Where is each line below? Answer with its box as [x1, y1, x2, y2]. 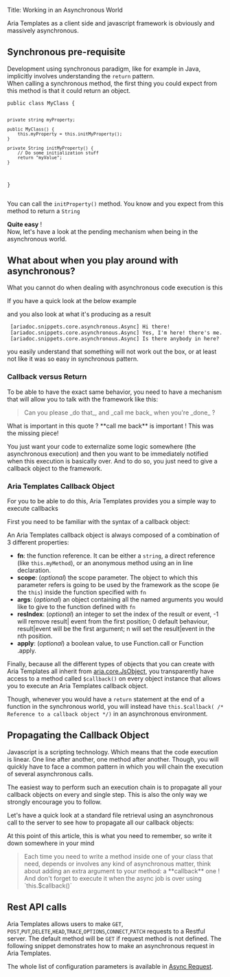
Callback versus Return [7, 372, 87, 382]
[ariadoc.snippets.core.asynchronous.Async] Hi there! [10, 323, 170, 331]
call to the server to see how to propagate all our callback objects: [7, 818, 194, 826]
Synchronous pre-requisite [7, 46, 126, 58]
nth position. [16, 632, 53, 640]
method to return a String [7, 206, 80, 215]
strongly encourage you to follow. [7, 798, 102, 806]
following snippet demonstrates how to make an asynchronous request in [7, 941, 215, 949]
